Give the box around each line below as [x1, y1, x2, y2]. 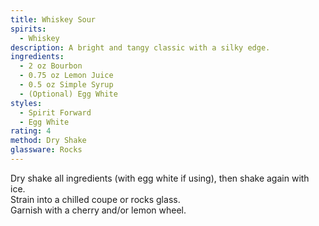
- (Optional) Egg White [19, 89, 118, 99]
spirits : [10, 24, 47, 34]
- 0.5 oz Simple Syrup [19, 80, 114, 90]
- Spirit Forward [19, 107, 92, 118]
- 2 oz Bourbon [19, 61, 83, 71]
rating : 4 [10, 126, 52, 136]
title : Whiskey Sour [10, 14, 97, 25]
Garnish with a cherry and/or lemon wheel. [10, 204, 187, 216]
